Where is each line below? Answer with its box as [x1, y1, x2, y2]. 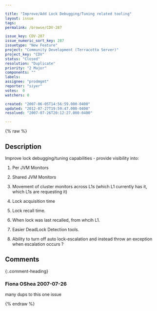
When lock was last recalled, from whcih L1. [12, 217, 100, 223]
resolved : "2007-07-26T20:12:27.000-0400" [5, 111, 93, 116]
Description [5, 142, 41, 151]
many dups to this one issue [5, 292, 62, 297]
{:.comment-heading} [5, 268, 49, 274]
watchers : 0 [5, 93, 29, 97]
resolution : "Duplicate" [5, 61, 56, 66]
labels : [5, 75, 21, 79]
